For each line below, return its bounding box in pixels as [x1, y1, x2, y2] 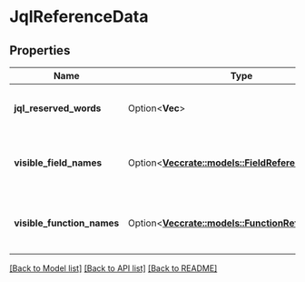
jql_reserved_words [14, 102, 102, 115]
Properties [9, 43, 71, 58]
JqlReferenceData [9, 6, 149, 27]
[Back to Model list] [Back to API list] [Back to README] [9, 263, 218, 274]
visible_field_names [14, 156, 103, 169]
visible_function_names [14, 217, 120, 229]
